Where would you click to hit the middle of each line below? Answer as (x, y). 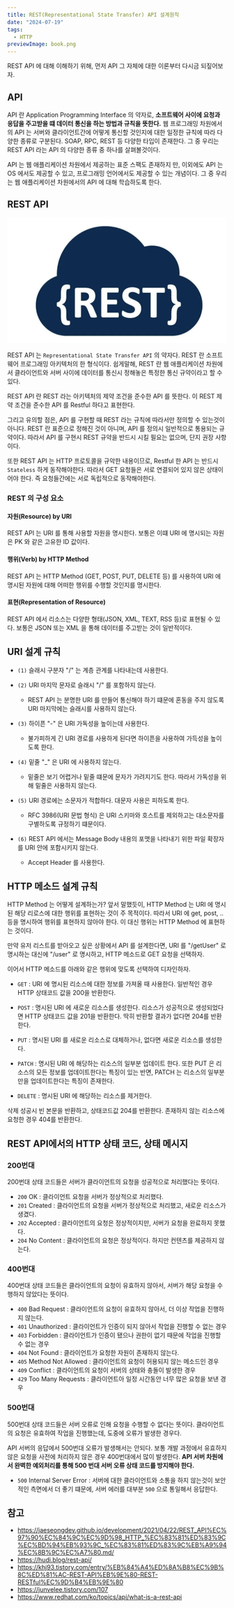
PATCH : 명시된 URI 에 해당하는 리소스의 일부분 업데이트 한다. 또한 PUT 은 (116, 1063)
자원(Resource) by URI (39, 516)
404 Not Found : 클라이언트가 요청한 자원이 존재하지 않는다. (98, 1353)
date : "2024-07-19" (36, 22)
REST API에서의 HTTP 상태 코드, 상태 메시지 (97, 1143)
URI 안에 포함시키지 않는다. (62, 847)
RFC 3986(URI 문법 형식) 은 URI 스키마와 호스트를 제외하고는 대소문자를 (126, 815)
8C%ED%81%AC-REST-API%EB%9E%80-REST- (87, 1575)
